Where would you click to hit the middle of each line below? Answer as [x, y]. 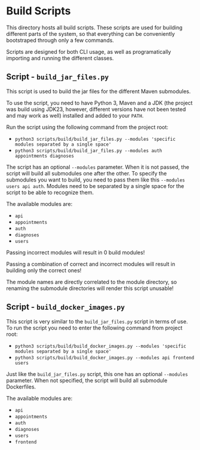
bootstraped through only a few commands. [60, 40]
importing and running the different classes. [60, 58]
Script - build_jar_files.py [58, 77]
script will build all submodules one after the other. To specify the [87, 173]
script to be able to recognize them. [50, 192]
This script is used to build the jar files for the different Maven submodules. [99, 91]
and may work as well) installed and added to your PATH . [75, 115]
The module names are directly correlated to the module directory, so [92, 282]
